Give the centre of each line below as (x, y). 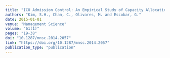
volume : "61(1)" (22, 29)
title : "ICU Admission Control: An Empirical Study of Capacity (74, 10)
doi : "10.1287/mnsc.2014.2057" (38, 38)
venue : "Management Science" (36, 24)
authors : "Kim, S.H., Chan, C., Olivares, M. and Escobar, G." (73, 15)
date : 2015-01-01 (24, 19)
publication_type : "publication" (40, 47)
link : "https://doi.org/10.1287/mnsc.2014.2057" (57, 43)
